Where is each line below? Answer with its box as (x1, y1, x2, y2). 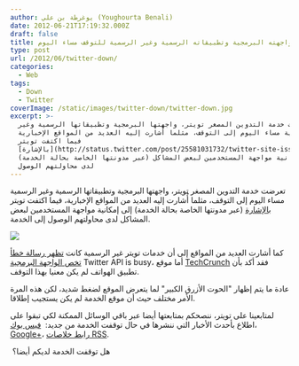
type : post (10, 46, 51, 55)
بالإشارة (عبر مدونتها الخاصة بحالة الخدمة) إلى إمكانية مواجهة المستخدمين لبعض (10, 205, 271, 215)
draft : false (10, 29, 59, 38)
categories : (10, 63, 54, 72)
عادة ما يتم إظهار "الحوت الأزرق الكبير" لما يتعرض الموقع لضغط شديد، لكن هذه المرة (10, 284, 290, 294)
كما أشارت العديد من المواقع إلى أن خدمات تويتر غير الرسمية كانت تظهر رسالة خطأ (10, 247, 284, 258)
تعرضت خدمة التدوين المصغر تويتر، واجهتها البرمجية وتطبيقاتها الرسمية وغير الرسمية (10, 185, 287, 196)
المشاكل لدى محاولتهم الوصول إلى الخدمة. (10, 214, 151, 224)
